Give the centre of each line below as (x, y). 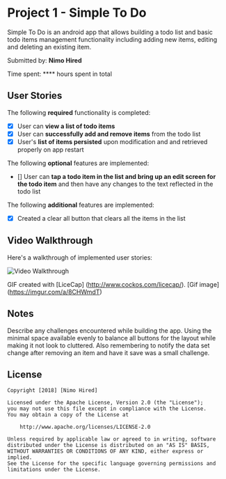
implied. (20, 457)
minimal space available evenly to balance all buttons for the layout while (112, 338)
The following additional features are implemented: (81, 205)
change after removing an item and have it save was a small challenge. (108, 352)
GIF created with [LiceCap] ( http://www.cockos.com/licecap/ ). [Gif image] (113, 284)
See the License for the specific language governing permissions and (112, 464)
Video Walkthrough (50, 241)
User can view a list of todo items (66, 126)
